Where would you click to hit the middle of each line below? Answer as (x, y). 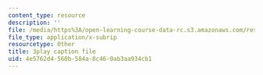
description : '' (34, 23)
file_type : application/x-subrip (63, 37)
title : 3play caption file (52, 52)
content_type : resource (47, 15)
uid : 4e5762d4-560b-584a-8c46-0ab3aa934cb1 (80, 59)
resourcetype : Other (42, 45)
